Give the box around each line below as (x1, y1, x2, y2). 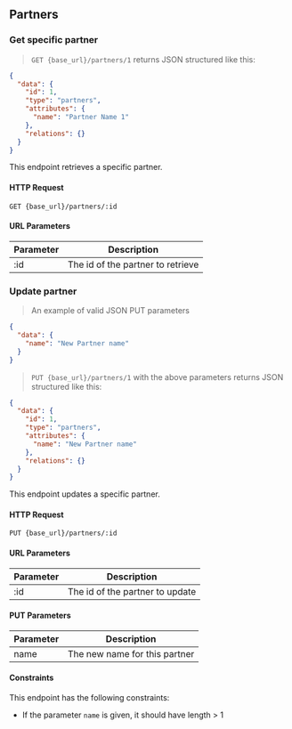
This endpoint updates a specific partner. (9, 489, 160, 499)
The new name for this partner (67, 647, 195, 660)
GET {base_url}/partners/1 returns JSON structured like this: (30, 53, 256, 65)
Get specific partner (9, 34, 99, 46)
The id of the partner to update (67, 585, 197, 597)
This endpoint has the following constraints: (9, 693, 170, 703)
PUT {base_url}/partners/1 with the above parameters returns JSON (30, 371, 284, 382)
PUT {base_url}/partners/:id (9, 529, 118, 538)
